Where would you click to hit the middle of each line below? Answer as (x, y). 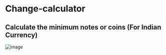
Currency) (21, 35)
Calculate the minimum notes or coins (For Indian (83, 27)
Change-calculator (45, 9)
